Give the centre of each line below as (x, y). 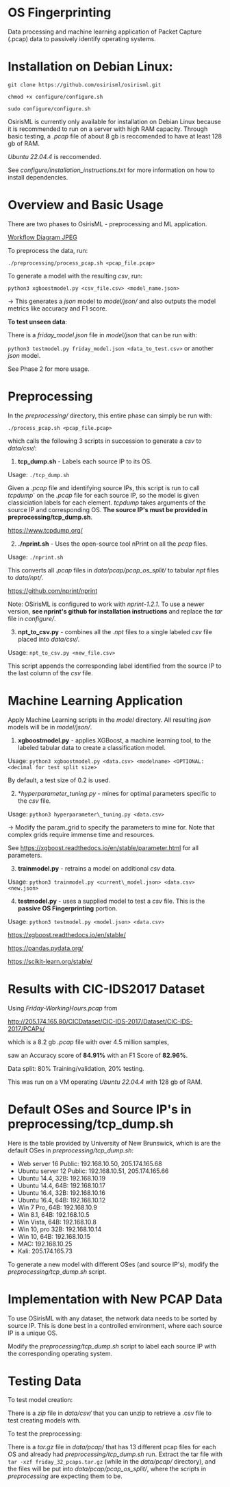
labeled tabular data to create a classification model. (92, 747)
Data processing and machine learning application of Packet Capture (105, 32)
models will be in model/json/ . (50, 727)
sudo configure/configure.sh (49, 109)
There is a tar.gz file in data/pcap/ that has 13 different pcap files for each (112, 1447)
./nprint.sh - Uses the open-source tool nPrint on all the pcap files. (113, 544)
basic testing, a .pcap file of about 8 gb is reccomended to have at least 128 (115, 136)
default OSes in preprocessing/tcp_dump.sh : (71, 1150)
